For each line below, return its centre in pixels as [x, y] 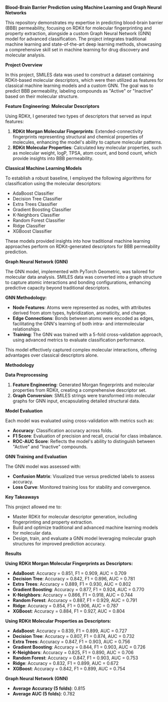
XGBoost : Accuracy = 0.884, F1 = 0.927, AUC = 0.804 [69, 611]
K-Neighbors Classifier [36, 215]
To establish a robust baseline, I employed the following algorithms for [78, 178]
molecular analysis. [25, 55]
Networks [16, 13]
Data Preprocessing [27, 375]
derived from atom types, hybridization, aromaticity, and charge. [80, 313]
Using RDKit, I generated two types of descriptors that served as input [78, 116]
